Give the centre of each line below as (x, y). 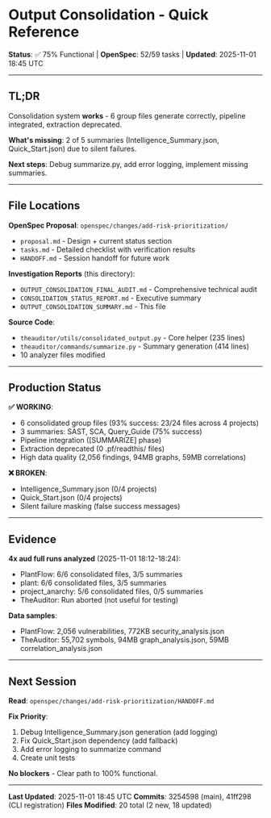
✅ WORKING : (31, 407)
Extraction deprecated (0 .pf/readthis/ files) (92, 449)
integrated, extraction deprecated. (65, 124)
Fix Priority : (28, 716)
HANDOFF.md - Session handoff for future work (95, 258)
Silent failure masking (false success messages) (100, 507)
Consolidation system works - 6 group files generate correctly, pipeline (127, 115)
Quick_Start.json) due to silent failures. (73, 148)
